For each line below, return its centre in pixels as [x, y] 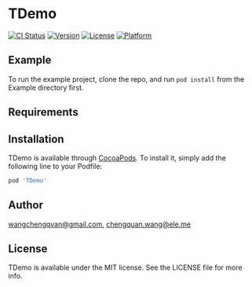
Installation [36, 139]
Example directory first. [46, 87]
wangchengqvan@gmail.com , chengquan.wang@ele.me [99, 224]
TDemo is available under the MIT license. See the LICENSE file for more [125, 267]
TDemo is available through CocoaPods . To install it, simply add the [117, 157]
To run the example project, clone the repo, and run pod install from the [126, 79]
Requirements [43, 112]
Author [26, 205]
